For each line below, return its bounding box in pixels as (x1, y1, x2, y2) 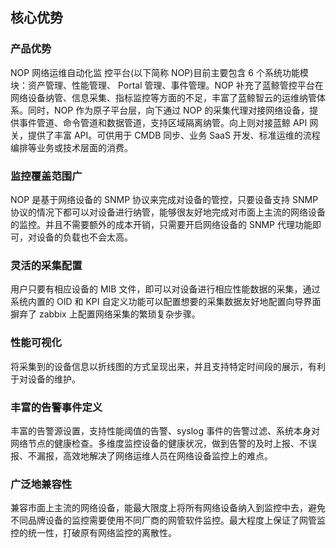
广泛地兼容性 (10, 477, 73, 491)
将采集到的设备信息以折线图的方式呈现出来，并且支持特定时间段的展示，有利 (10, 360, 326, 372)
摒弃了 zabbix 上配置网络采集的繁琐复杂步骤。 (10, 308, 201, 320)
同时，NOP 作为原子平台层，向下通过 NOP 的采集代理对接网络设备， (27, 104, 310, 116)
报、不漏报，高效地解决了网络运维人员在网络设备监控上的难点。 (10, 449, 273, 462)
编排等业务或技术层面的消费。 (10, 141, 133, 153)
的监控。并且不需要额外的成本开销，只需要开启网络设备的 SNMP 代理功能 (10, 218, 313, 230)
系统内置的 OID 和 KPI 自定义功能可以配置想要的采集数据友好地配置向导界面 (10, 296, 322, 308)
